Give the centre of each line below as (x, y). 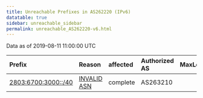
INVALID (91, 79)
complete (122, 82)
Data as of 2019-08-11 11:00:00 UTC (51, 46)
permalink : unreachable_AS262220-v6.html (59, 29)
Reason (90, 65)
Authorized (157, 61)
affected (121, 65)
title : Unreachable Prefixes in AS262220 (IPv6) (69, 12)
